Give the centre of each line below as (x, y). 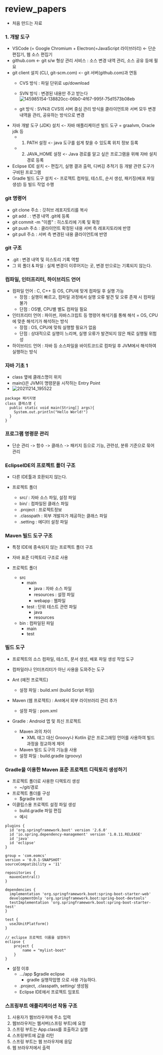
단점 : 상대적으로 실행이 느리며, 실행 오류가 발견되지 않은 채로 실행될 (83, 333)
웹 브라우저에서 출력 (31, 1048)
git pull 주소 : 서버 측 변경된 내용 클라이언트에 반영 (60, 234)
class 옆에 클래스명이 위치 (37, 377)
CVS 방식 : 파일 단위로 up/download (54, 83)
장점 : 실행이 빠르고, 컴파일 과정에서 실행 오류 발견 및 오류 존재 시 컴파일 (87, 297)
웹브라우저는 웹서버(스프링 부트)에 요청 (49, 1023)
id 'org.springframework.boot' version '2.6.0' (59, 830)
